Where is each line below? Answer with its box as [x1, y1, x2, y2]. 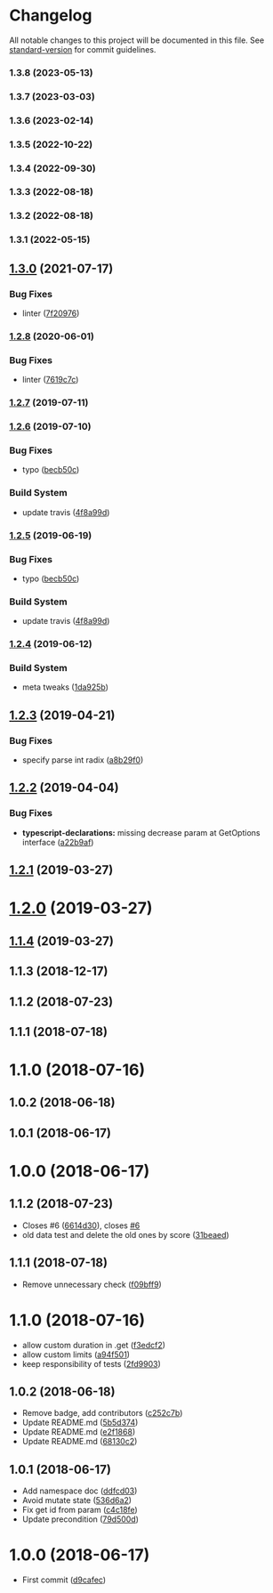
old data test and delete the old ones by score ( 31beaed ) [21, 1229, 229, 1240]
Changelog [9, 5, 92, 26]
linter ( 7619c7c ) [21, 375, 79, 385]
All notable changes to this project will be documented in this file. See [9, 35, 265, 45]
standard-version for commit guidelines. [9, 44, 157, 54]
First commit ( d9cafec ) [21, 1574, 107, 1585]
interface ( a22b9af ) [21, 837, 94, 847]
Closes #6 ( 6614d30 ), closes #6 [21, 1220, 141, 1231]
